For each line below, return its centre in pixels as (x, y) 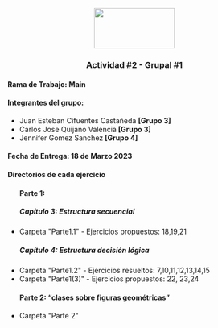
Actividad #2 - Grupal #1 (134, 64)
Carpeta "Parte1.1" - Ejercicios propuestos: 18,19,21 (103, 232)
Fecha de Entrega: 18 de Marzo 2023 (70, 156)
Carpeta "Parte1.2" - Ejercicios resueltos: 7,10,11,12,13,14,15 (115, 271)
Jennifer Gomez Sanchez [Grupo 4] (78, 138)
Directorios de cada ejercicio (57, 174)
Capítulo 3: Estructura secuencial (77, 212)
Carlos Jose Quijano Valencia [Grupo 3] (85, 129)
